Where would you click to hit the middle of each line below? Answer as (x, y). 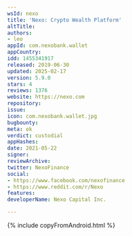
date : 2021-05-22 (32, 148)
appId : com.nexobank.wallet (48, 46)
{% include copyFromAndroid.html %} (61, 225)
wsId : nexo (23, 13)
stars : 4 (20, 84)
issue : (17, 110)
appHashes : (23, 142)
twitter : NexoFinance (38, 167)
